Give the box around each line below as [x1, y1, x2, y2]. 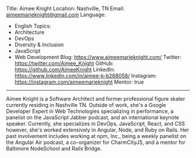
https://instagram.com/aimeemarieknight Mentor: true [14, 78, 144, 85]
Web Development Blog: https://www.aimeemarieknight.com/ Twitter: [14, 54, 182, 60]
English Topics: [14, 23, 51, 29]
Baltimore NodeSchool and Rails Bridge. [6, 145, 102, 152]
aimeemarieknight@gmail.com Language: [6, 11, 106, 18]
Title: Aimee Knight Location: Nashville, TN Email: [6, 5, 125, 12]
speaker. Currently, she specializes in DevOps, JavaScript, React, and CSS [6, 120, 185, 127]
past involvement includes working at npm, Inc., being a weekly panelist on [6, 133, 187, 139]
